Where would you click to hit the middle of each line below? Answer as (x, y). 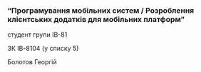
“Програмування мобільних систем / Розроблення (101, 11)
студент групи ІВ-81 (37, 35)
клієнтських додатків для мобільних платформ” (96, 19)
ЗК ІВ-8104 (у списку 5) (43, 49)
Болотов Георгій (32, 62)
